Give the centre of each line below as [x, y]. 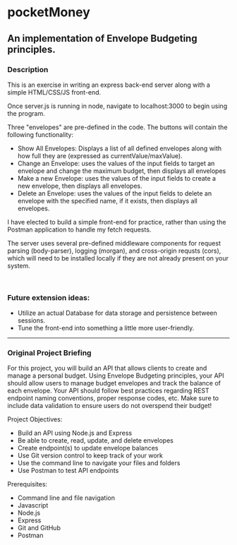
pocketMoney [49, 12]
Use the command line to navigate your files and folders [99, 463]
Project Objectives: [35, 419]
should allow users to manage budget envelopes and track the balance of [114, 383]
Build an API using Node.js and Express [75, 433]
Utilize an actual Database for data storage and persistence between [117, 313]
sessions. [31, 321]
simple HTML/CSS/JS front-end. [54, 92]
